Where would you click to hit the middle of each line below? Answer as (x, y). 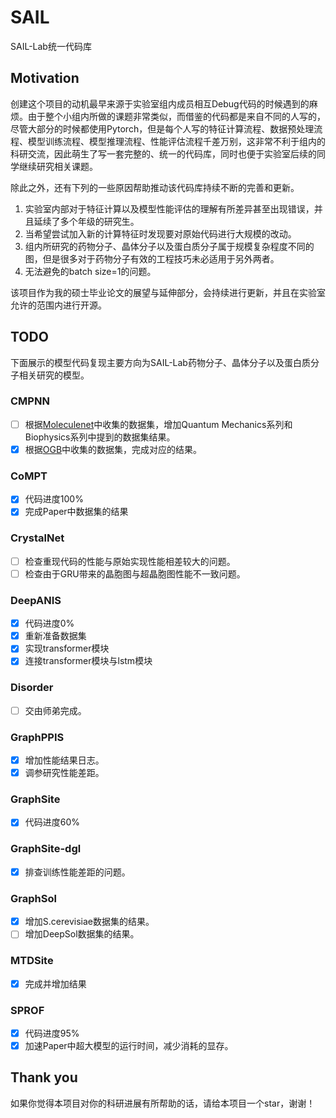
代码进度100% (54, 499)
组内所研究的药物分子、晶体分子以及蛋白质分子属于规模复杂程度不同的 (169, 246)
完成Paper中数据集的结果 (76, 512)
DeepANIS (36, 600)
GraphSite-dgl (46, 849)
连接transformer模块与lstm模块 (88, 661)
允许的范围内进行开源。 (58, 305)
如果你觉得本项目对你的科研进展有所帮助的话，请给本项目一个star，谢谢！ (163, 1103)
